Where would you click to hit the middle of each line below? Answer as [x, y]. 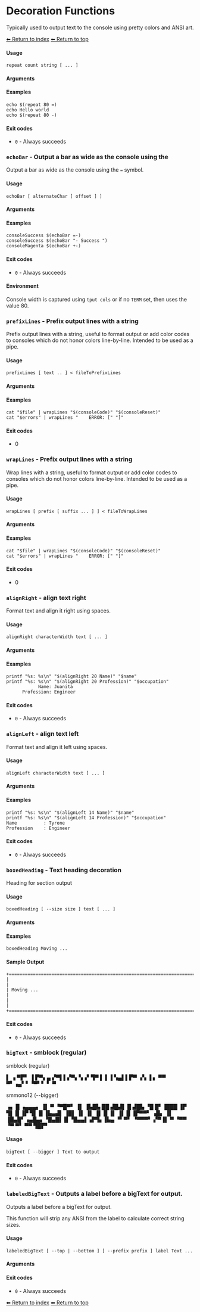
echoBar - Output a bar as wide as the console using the [87, 157]
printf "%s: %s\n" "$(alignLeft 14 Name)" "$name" [70, 812]
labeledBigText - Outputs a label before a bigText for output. [94, 1194]
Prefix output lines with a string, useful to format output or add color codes [98, 334]
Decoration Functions [60, 11]
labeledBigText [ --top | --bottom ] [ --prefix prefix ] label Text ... [100, 1251]
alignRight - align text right [46, 598]
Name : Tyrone [36, 823]
